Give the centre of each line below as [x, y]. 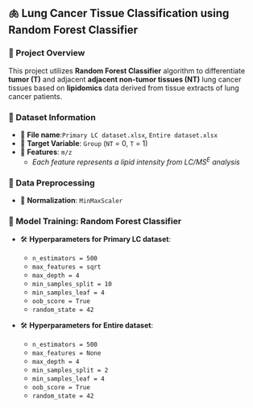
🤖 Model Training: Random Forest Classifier [95, 221]
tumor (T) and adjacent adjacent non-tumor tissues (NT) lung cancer [125, 79]
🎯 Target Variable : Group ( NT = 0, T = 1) [84, 143]
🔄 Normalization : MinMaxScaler [71, 200]
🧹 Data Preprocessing [52, 182]
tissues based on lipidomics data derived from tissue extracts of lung [124, 88]
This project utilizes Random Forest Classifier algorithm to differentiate [127, 70]
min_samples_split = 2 [70, 371]
